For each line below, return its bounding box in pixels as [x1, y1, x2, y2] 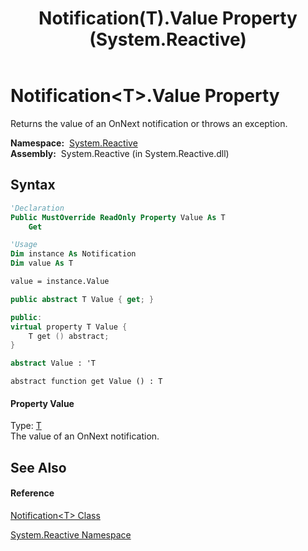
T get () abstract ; [28, 331, 110, 341]
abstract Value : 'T [10, 358, 97, 369]
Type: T [10, 420, 42, 432]
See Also [10, 459, 67, 476]
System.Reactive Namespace [10, 528, 132, 541]
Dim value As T [10, 258, 74, 269]
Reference [10, 487, 55, 499]
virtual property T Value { [10, 322, 128, 332]
